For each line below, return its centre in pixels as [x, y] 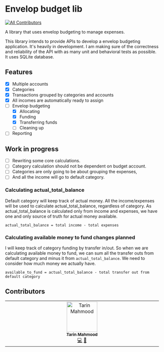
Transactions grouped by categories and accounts [63, 95]
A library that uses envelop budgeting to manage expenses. [65, 32]
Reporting [22, 133]
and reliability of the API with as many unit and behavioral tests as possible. [81, 52]
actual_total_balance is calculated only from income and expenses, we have [81, 211]
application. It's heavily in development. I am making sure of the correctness [82, 46]
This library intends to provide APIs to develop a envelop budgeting [73, 41]
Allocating [30, 111]
